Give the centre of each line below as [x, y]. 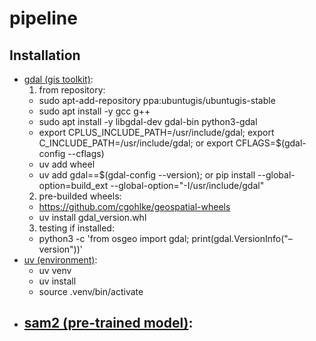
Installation [45, 55]
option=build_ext [73, 185]
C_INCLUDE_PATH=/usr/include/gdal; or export [136, 143]
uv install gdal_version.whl [92, 217]
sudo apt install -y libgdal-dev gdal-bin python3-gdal [148, 121]
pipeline [43, 18]
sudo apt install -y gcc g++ [94, 111]
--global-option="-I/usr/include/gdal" [187, 185]
